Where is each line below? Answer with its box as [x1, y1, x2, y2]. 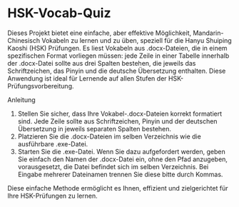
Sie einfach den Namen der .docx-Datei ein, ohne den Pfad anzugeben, [17, 155, 228, 163]
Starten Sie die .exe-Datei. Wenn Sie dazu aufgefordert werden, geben [17, 147, 226, 156]
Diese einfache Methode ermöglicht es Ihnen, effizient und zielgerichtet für [7, 183, 228, 192]
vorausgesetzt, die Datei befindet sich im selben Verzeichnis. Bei [17, 162, 209, 171]
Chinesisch [7, 36, 41, 44]
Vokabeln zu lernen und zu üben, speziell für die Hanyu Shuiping [41, 36, 232, 44]
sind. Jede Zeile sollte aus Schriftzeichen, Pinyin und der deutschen [17, 116, 218, 126]
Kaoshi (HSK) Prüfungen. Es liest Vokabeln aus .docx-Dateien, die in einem [7, 44, 228, 52]
